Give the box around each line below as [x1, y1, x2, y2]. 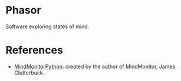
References [5, 43, 63, 57]
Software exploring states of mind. [5, 23, 90, 30]
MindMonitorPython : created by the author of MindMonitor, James [14, 63, 176, 70]
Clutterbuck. [14, 69, 45, 76]
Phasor [5, 4, 42, 17]
